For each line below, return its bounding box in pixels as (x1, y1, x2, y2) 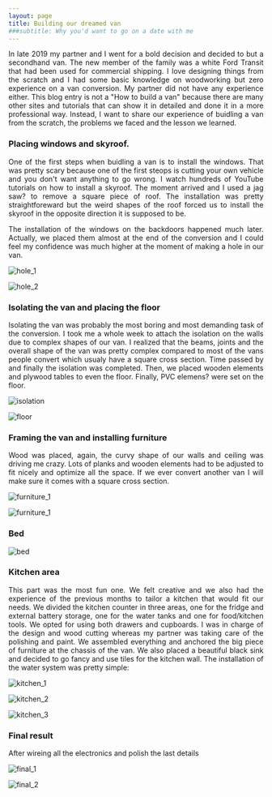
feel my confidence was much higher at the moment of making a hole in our (8, 241, 264, 251)
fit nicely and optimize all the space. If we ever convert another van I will (8, 468, 264, 478)
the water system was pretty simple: (8, 662, 130, 672)
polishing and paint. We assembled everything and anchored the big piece (8, 636, 264, 646)
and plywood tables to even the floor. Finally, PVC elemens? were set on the (8, 371, 264, 381)
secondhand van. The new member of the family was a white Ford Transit (8, 58, 264, 67)
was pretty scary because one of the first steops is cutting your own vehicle (8, 165, 264, 175)
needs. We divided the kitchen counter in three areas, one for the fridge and (8, 602, 264, 612)
